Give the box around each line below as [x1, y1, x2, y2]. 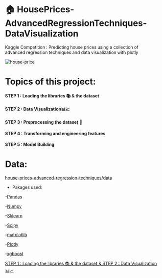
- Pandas [5, 194, 23, 200]
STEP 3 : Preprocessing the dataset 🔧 [5, 119, 82, 125]
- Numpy [5, 204, 22, 209]
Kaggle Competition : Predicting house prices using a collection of [5, 44, 139, 50]
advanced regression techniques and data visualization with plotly [5, 49, 139, 55]
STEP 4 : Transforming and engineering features [5, 130, 106, 136]
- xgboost [5, 251, 23, 257]
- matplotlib [5, 232, 27, 238]
